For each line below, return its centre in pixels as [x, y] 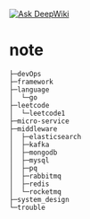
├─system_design [39, 199]
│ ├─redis [29, 184]
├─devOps [25, 74]
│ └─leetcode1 [37, 113]
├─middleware [33, 129]
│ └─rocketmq [36, 192]
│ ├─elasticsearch [45, 136]
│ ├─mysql [29, 160]
